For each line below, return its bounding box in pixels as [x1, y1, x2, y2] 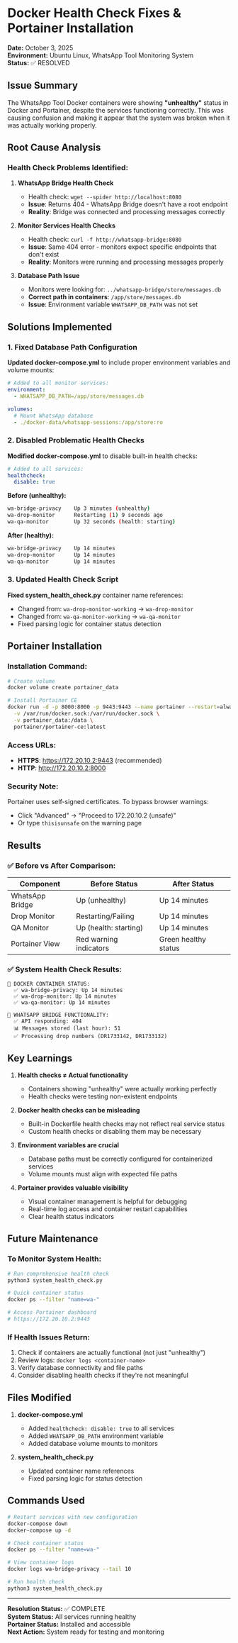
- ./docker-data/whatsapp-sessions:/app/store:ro [13, 418, 163, 426]
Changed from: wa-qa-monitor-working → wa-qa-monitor [17, 612, 181, 620]
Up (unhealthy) [75, 895, 126, 905]
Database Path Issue [17, 272, 80, 280]
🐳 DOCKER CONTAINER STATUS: [7, 981, 91, 988]
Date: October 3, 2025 [7, 43, 74, 52]
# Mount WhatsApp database [13, 412, 93, 419]
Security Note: [7, 781, 59, 791]
